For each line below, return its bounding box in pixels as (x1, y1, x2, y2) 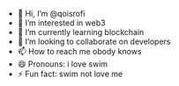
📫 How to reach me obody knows (17, 47, 143, 56)
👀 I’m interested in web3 (17, 18, 106, 28)
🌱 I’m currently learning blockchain (17, 27, 145, 37)
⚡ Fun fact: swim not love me (17, 68, 123, 79)
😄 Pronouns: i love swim (17, 59, 108, 69)
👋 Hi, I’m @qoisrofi (17, 9, 86, 18)
